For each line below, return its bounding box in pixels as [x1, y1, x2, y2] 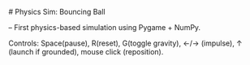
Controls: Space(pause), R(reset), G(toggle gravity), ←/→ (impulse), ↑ [8, 38, 243, 48]
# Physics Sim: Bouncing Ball [8, 7, 106, 16]
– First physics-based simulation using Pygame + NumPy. [8, 23, 201, 32]
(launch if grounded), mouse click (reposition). [8, 47, 164, 56]
